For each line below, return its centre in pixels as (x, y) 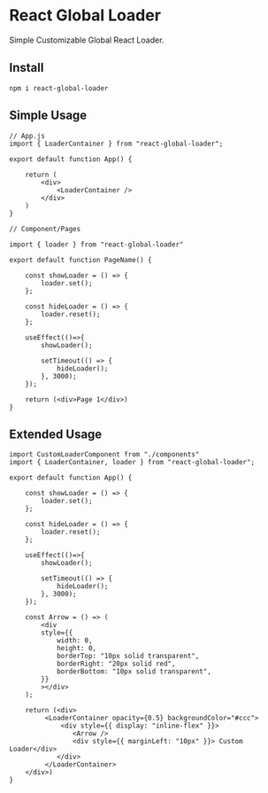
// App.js (27, 136)
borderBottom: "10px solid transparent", (134, 672)
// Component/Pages (45, 229)
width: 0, (74, 641)
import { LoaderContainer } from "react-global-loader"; (116, 144)
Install (27, 68)
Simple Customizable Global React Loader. (87, 40)
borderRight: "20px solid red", (116, 664)
